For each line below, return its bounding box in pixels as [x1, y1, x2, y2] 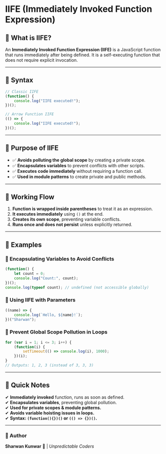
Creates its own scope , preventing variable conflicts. [12, 216, 121, 223]
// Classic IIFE [5, 89, 39, 94]
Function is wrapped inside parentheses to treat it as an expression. [12, 206, 153, 212]
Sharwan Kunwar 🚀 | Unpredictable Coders [5, 443, 94, 450]
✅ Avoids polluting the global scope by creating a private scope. [12, 157, 146, 163]
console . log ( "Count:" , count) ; [14, 275, 79, 281]
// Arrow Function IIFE [5, 112, 54, 117]
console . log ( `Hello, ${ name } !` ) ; [14, 312, 83, 317]
